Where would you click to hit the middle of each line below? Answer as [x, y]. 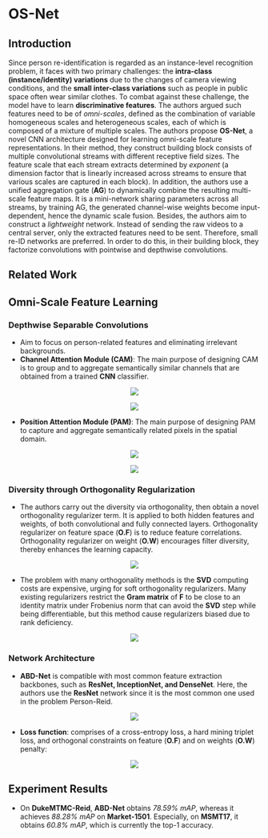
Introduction [40, 44]
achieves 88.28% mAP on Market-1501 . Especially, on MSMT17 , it [129, 816]
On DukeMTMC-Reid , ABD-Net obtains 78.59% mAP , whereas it [127, 808]
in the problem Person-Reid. [66, 701]
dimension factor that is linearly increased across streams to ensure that [127, 173]
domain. [33, 439]
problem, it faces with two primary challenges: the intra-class [110, 71]
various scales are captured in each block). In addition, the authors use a [128, 182]
